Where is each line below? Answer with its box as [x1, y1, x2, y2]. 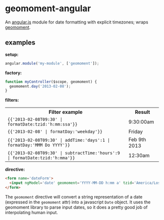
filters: [5, 97, 20, 103]
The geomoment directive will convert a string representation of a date [5, 194, 143, 199]
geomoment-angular [5, 3, 91, 14]
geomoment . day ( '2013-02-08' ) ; [9, 84, 71, 88]
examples [5, 39, 36, 47]
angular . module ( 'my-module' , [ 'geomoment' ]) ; [5, 61, 99, 66]
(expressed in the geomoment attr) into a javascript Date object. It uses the [5, 199, 151, 205]
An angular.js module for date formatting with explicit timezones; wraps [5, 19, 148, 25]
